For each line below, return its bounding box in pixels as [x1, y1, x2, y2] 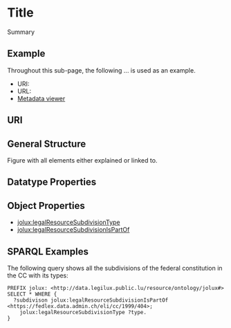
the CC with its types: [7, 271, 69, 280]
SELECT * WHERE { [7, 291, 57, 298]
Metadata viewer [17, 94, 66, 102]
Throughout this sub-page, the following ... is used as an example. [7, 66, 196, 74]
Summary [7, 28, 35, 36]
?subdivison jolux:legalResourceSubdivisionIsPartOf [13, 296, 169, 304]
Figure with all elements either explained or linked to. [7, 156, 158, 164]
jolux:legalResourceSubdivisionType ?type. [19, 309, 147, 316]
